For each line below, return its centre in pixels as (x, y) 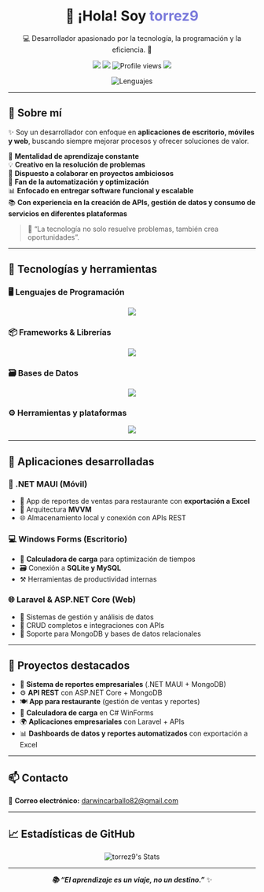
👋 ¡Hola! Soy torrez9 (132, 16)
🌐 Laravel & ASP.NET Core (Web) (72, 600)
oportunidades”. (53, 237)
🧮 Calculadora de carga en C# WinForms (86, 713)
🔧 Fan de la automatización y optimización (79, 182)
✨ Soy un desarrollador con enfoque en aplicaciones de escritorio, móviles (131, 132)
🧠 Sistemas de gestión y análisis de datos (87, 617)
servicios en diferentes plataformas (68, 213)
